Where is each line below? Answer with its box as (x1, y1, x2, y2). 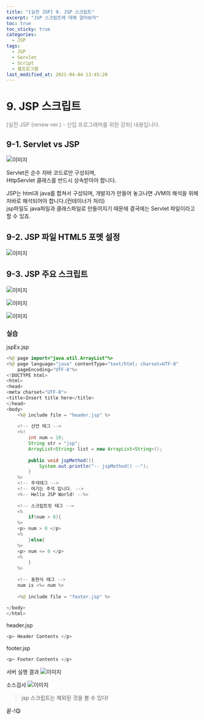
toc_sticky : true (6, 26, 51, 32)
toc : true (6, 20, 32, 26)
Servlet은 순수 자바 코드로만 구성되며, (6, 169, 96, 176)
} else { (28, 537, 45, 543)
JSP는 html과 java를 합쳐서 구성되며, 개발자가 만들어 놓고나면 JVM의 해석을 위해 (6, 190, 199, 197)
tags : (6, 43, 20, 49)
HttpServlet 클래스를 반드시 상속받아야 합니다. (6, 176, 117, 184)
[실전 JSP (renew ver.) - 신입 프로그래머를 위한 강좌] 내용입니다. (6, 121, 160, 128)
